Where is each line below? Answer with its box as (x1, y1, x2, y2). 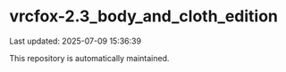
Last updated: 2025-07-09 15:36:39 (9, 36, 141, 46)
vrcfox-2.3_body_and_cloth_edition (9, 6, 279, 27)
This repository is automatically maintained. (9, 52, 170, 63)
